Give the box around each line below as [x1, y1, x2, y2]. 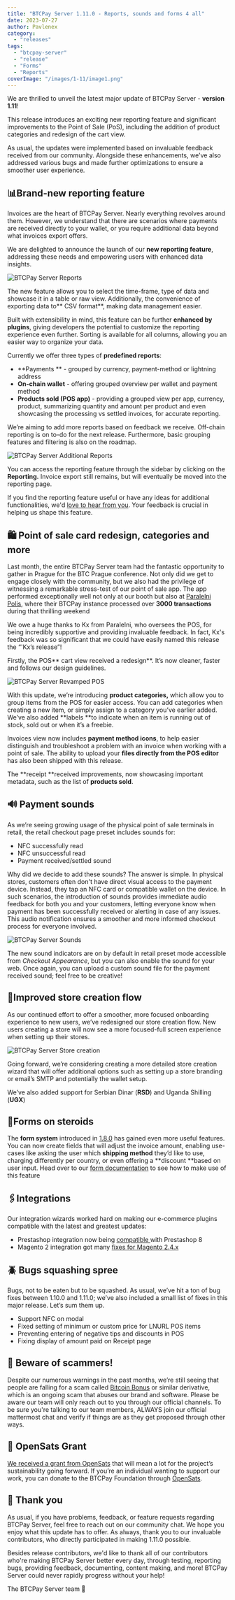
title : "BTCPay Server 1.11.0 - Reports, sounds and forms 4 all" [7, 10, 205, 17]
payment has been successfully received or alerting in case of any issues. [7, 907, 221, 915]
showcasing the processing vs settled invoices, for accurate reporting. [17, 410, 221, 418]
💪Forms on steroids [7, 1116, 94, 1128]
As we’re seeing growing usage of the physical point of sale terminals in [7, 820, 215, 829]
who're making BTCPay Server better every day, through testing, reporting [7, 1556, 222, 1564]
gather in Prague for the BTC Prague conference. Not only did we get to [7, 570, 214, 578]
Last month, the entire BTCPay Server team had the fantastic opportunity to [7, 562, 225, 571]
